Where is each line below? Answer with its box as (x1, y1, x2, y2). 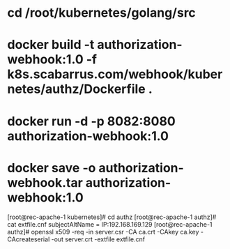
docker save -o (7, 160, 96, 176)
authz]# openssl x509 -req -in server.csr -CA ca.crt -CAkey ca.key (7, 227, 199, 236)
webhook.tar (7, 174, 84, 190)
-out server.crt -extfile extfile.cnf (51, 235, 145, 243)
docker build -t (7, 37, 95, 53)
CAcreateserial (7, 235, 50, 243)
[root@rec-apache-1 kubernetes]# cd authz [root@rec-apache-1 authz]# (7, 213, 217, 221)
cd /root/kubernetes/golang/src (7, 5, 197, 21)
